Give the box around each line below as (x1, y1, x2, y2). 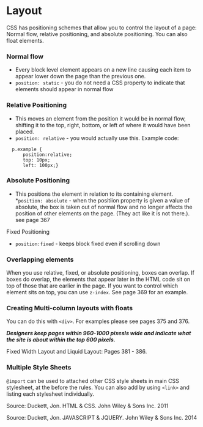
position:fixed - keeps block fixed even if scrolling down (15, 240, 161, 247)
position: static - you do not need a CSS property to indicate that (15, 79, 185, 86)
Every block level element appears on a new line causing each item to (15, 66, 191, 73)
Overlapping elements (6, 255, 74, 264)
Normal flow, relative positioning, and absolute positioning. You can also (6, 30, 188, 37)
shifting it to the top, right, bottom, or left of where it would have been (15, 121, 191, 128)
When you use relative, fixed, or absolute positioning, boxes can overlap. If (6, 269, 194, 277)
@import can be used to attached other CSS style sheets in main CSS (6, 377, 179, 384)
